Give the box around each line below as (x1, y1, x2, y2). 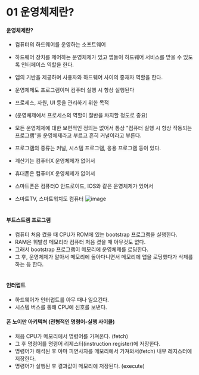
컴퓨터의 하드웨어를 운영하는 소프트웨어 (14, 41, 106, 48)
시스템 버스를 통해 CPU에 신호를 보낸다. (14, 303, 107, 311)
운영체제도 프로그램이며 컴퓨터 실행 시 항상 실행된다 (14, 86, 135, 94)
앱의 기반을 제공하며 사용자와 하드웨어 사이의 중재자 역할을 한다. (14, 74, 163, 81)
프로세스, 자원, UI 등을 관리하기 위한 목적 (14, 99, 109, 106)
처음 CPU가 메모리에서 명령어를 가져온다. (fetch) (14, 333, 129, 340)
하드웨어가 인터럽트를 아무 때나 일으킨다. (14, 296, 109, 303)
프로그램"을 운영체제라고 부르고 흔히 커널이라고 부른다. (14, 132, 142, 139)
